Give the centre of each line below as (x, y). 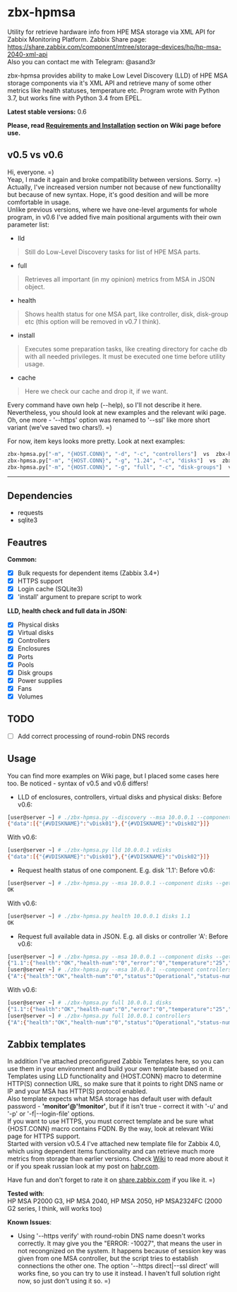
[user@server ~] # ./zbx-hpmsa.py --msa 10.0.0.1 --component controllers (120, 970)
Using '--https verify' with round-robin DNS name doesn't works (111, 1236)
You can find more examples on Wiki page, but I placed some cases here (113, 775)
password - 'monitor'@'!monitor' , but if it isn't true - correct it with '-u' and (118, 1106)
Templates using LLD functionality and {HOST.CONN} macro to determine (115, 1076)
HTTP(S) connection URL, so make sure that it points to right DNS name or (115, 1084)
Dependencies (40, 496)
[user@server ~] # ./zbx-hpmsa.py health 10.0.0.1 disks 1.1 (99, 916)
